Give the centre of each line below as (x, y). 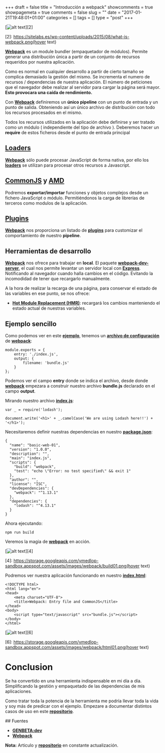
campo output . (20, 391)
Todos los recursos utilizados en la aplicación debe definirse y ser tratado (80, 122)
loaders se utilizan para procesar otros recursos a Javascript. (68, 165)
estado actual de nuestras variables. (49, 308)
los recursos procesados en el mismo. (44, 112)
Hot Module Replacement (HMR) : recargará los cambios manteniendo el (86, 303)
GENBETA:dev (27, 730)
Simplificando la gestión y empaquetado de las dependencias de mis (75, 686)
